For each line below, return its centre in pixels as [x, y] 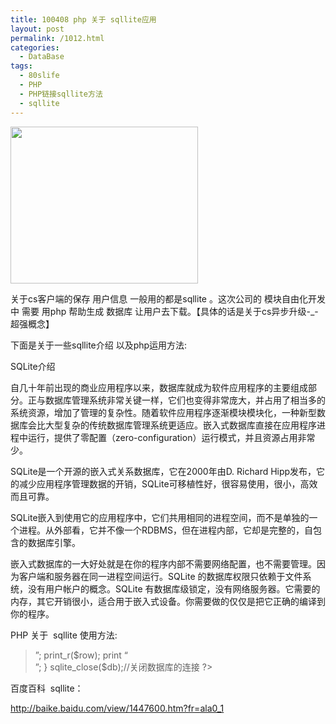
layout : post [37, 29]
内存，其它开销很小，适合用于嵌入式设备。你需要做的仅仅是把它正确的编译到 [168, 601]
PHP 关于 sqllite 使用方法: [64, 635]
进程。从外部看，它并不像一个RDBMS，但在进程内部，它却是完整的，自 [165, 530]
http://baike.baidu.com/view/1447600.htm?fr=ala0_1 [117, 708]
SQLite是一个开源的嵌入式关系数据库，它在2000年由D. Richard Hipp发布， [163, 471]
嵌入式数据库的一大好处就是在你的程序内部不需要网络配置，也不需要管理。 [163, 563]
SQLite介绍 [33, 366]
